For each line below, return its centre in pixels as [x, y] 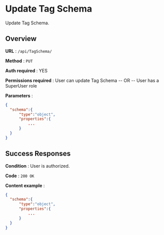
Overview [21, 39]
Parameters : [19, 95]
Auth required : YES [26, 70]
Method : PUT [19, 61]
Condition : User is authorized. [38, 166]
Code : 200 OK [20, 176]
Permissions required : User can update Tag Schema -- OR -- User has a [82, 80]
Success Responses [38, 154]
